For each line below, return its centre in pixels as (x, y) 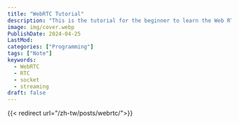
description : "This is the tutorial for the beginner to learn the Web (116, 21)
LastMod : (20, 40)
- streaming (32, 86)
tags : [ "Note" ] (30, 54)
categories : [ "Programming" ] (51, 47)
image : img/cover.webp (41, 27)
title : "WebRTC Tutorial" (46, 14)
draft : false (27, 93)
